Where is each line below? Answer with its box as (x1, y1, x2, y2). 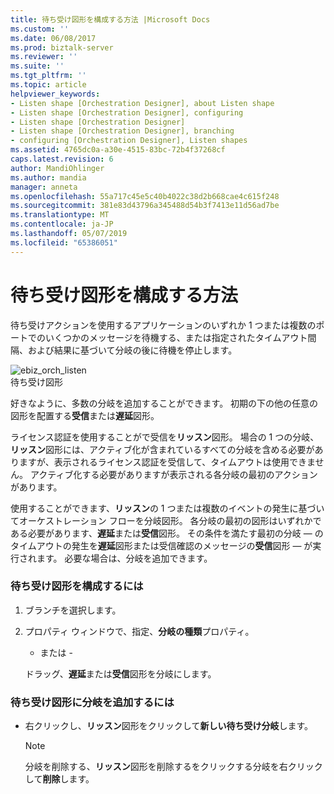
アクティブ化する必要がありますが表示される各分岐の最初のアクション (29, 468, 318, 480)
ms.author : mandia (10, 172, 87, 183)
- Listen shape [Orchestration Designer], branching (10, 126, 235, 136)
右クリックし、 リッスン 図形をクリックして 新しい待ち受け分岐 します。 (24, 720, 313, 732)
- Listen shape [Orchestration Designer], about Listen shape (10, 98, 275, 108)
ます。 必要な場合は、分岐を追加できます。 (36, 552, 213, 564)
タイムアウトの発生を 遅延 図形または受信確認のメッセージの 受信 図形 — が (10, 539, 313, 551)
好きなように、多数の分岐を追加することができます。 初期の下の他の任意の (10, 397, 319, 409)
